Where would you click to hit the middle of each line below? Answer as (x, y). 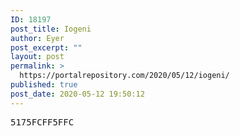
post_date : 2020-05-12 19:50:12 (77, 94)
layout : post (37, 57)
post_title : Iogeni (51, 29)
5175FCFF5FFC (42, 122)
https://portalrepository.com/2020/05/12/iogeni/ (124, 76)
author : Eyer (37, 38)
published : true (44, 85)
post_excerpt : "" (46, 47)
